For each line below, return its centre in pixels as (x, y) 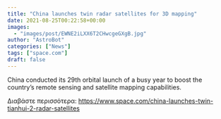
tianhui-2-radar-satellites (43, 108)
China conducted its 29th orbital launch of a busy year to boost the (105, 80)
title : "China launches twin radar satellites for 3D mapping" (102, 14)
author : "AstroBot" (36, 40)
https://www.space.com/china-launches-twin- (146, 101)
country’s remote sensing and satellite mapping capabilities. (95, 87)
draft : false (26, 60)
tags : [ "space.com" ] (38, 54)
